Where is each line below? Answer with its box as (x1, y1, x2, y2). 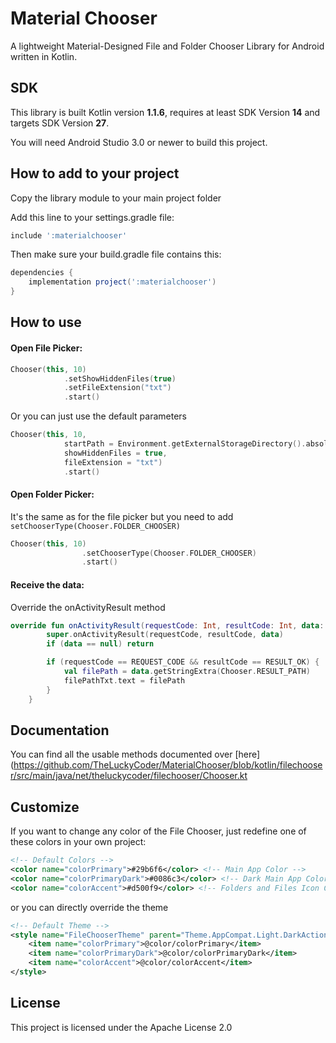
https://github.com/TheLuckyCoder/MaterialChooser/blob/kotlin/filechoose (13, 759, 323, 771)
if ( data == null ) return (46, 639, 155, 649)
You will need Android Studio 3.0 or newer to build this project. (10, 136, 268, 148)
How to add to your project (10, 165, 180, 182)
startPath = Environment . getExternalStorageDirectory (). (63, 439, 307, 449)
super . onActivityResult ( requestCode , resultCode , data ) (46, 630, 284, 640)
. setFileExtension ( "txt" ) (63, 383, 172, 393)
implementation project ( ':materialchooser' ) (28, 277, 217, 287)
